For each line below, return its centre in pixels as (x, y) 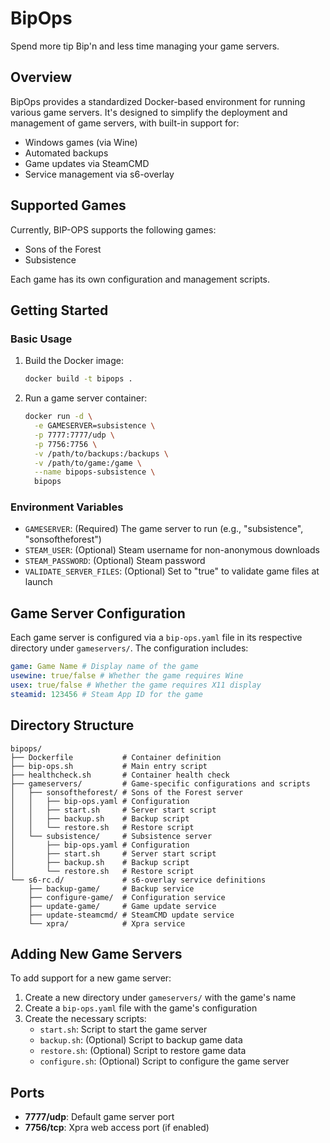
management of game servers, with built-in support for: (125, 123)
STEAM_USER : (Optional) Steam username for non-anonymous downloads (172, 550)
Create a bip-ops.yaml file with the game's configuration (141, 1008)
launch (38, 582)
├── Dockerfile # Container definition (116, 757)
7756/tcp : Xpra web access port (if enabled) (117, 1128)
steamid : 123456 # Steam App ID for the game (106, 694)
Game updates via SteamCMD (87, 163)
